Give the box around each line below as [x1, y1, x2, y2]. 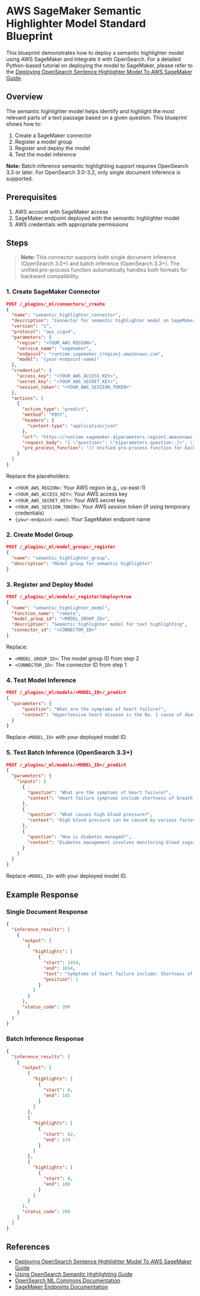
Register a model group [14, 138, 73, 145]
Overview [6, 92, 43, 102]
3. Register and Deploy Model [6, 580, 93, 588]
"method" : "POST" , [21, 412, 68, 418]
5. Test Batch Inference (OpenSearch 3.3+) [6, 749, 133, 757]
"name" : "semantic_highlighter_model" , [11, 605, 111, 611]
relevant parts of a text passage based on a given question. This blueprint [6, 114, 187, 121]
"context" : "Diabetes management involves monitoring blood [27, 839, 180, 845]
